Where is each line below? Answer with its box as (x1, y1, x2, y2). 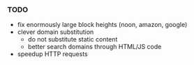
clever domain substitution (17, 28, 94, 36)
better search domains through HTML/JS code (27, 43, 162, 51)
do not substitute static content (27, 35, 118, 44)
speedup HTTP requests (17, 50, 89, 58)
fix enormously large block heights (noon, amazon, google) (17, 21, 188, 29)
